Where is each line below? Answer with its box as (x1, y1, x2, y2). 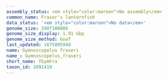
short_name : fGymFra (6, 58, 58, 64)
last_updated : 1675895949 (6, 42, 71, 48)
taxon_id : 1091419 (6, 64, 52, 70)
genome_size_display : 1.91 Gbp (6, 31, 85, 37)
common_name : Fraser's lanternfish (6, 14, 95, 20)
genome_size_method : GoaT (6, 36, 71, 42)
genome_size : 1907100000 (6, 25, 68, 31)
